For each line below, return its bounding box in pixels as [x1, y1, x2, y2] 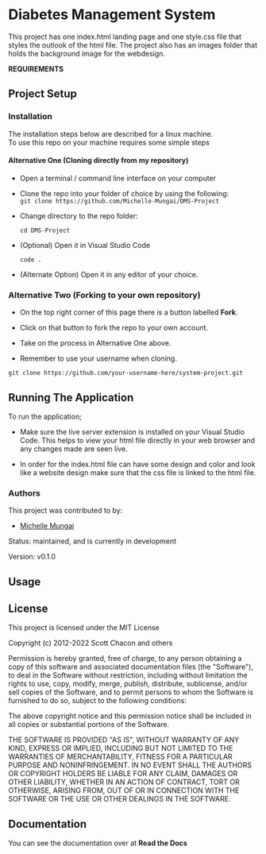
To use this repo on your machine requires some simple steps [8, 137, 210, 147]
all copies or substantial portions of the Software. [8, 720, 169, 729]
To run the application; [8, 412, 82, 421]
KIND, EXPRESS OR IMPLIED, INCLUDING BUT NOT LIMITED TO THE [8, 744, 233, 753]
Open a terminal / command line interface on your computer [19, 173, 217, 183]
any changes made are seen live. [19, 443, 129, 454]
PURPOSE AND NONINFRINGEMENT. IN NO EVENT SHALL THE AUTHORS [8, 760, 253, 770]
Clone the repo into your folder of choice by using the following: [19, 188, 229, 198]
